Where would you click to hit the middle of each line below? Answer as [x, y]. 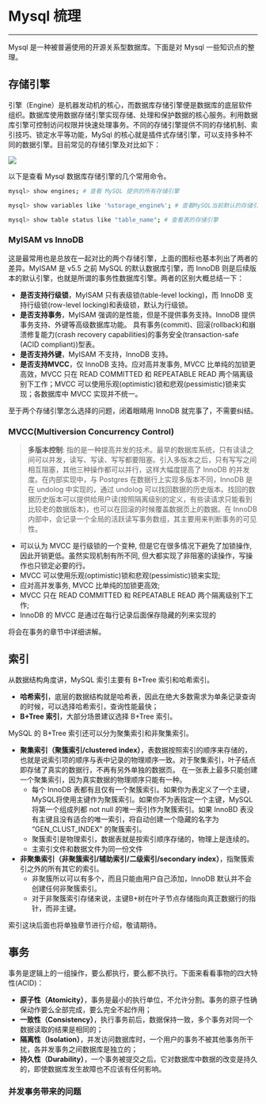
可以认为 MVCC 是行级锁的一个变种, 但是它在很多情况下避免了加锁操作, [135, 545]
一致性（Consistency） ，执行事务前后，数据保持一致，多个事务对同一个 [136, 1019]
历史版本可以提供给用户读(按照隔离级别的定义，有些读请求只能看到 [143, 499]
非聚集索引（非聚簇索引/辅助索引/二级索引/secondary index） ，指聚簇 [133, 859]
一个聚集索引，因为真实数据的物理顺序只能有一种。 [103, 780]
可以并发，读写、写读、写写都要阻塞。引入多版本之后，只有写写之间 [146, 459]
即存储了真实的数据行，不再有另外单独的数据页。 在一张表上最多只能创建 [139, 769]
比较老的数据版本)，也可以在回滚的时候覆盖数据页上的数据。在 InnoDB [142, 509]
